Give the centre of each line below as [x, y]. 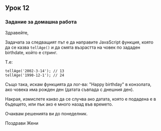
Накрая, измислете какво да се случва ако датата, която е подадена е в [80, 99]
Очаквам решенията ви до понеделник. [46, 113]
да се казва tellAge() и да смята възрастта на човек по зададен [73, 47]
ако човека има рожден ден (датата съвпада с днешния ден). [70, 89]
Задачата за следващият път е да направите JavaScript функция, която [79, 42]
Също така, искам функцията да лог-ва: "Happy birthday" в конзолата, [78, 84]
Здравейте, [17, 33]
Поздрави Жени [22, 123]
